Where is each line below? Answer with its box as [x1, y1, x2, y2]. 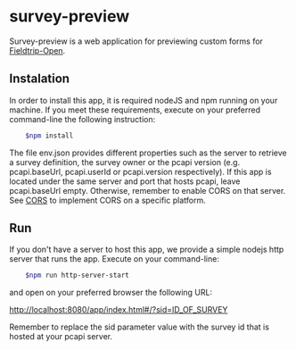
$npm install [25, 131, 74, 140]
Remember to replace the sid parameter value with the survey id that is [9, 321, 270, 332]
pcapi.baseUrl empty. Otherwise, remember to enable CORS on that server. [9, 185, 286, 196]
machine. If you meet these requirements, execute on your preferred [9, 104, 261, 115]
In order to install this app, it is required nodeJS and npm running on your [9, 95, 278, 105]
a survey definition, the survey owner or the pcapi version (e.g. [9, 156, 241, 167]
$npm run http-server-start [25, 271, 129, 280]
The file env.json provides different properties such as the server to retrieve [9, 147, 287, 158]
